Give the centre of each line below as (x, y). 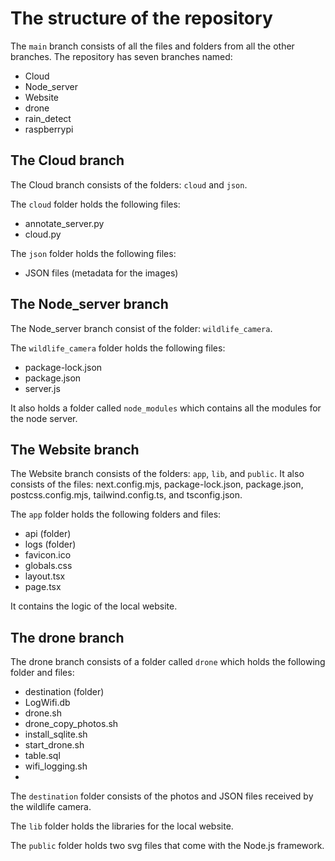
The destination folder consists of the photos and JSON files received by (162, 796)
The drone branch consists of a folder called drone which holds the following (168, 662)
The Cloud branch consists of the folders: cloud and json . (129, 184)
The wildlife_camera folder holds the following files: (118, 348)
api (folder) (48, 534)
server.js (42, 388)
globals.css (48, 566)
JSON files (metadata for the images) (101, 273)
